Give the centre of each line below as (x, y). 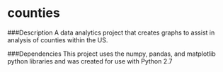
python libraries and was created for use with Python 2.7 (90, 61)
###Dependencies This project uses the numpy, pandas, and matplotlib (111, 54)
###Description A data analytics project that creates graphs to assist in (111, 32)
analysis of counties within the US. (58, 40)
